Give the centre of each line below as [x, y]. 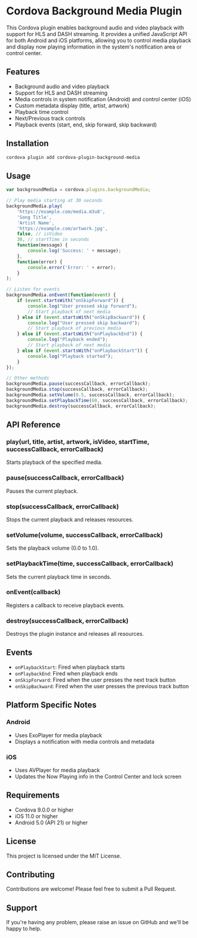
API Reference [33, 425]
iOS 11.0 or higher [36, 816]
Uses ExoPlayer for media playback [59, 735]
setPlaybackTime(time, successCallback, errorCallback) [90, 563]
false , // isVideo [40, 234]
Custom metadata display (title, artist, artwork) [72, 105]
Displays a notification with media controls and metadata [84, 741]
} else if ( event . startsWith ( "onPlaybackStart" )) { [82, 351]
